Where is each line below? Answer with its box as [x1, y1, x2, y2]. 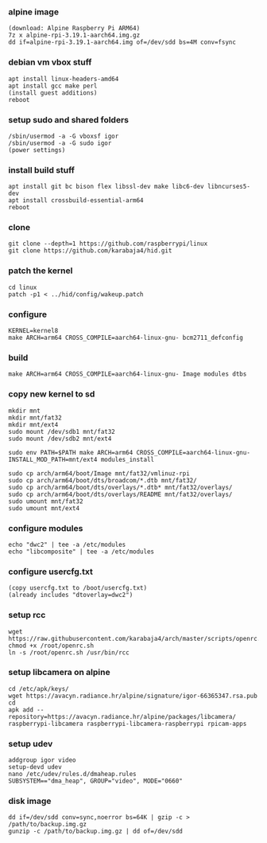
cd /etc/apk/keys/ [8, 685, 69, 693]
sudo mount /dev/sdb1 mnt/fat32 [8, 427, 115, 435]
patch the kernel [8, 265, 73, 276]
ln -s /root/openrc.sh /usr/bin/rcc [8, 648, 130, 657]
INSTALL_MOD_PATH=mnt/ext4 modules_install [8, 455, 155, 463]
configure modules [8, 522, 83, 533]
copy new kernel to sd [8, 388, 95, 400]
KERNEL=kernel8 [8, 327, 59, 335]
